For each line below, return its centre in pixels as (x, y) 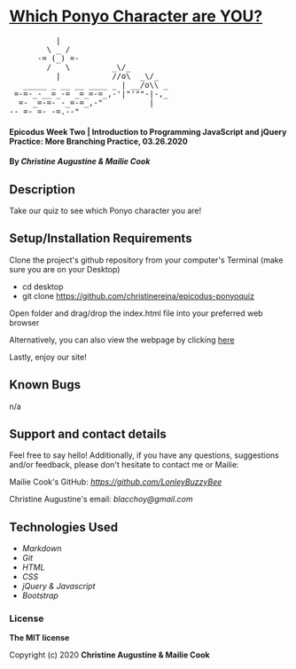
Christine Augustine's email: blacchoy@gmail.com (101, 500)
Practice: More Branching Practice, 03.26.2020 (98, 141)
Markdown (42, 548)
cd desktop (43, 287)
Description (42, 189)
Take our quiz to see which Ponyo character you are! (105, 210)
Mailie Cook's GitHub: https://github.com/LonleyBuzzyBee (116, 482)
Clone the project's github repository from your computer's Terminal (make (146, 260)
